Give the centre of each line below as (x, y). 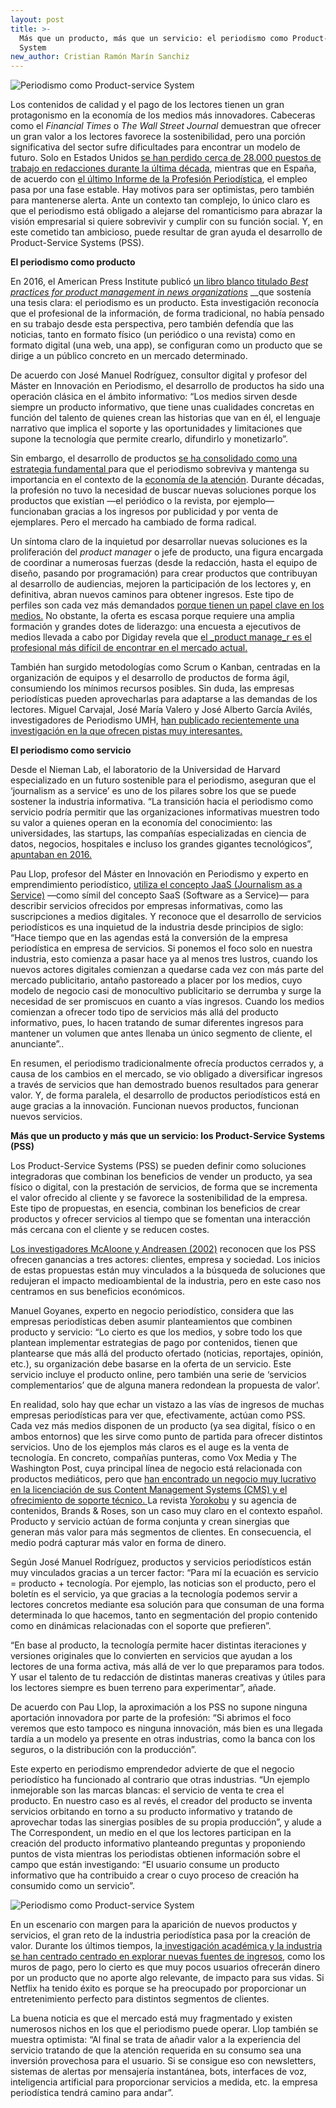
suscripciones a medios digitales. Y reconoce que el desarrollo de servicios (166, 917)
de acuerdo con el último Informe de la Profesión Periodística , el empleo (159, 179)
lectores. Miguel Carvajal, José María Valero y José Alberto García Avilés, (161, 710)
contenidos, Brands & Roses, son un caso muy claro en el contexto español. (166, 1511)
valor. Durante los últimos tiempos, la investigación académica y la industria (166, 1946)
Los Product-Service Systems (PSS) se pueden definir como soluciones (158, 1166)
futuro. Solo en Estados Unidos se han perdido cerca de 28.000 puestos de (166, 158)
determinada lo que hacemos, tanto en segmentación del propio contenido (164, 1615)
